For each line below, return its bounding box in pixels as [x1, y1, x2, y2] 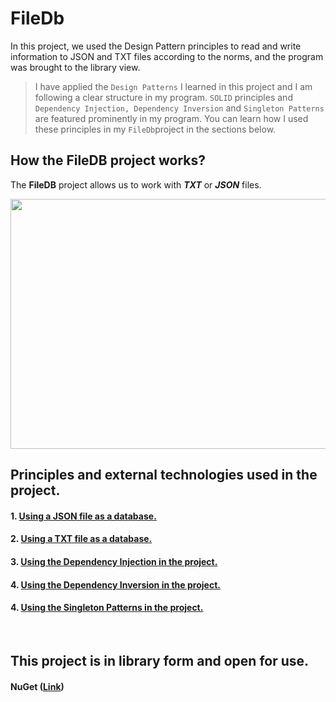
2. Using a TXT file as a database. [10, 533, 153, 545]
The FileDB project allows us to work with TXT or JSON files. [10, 178, 262, 191]
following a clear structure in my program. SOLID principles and [34, 91, 293, 103]
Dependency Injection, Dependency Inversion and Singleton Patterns [34, 102, 325, 114]
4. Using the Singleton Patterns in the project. [10, 602, 204, 614]
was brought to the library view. [10, 61, 141, 73]
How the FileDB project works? [10, 152, 207, 169]
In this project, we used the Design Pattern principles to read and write [10, 40, 302, 52]
